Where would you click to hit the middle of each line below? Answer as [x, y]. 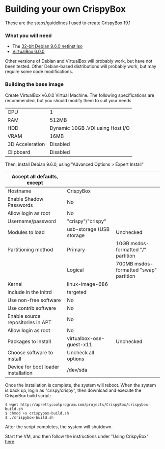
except [35, 183]
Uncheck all [81, 352]
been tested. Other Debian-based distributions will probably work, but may [81, 66]
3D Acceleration [26, 144]
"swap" [148, 270]
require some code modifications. [39, 72]
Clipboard [19, 152]
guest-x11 [80, 344]
